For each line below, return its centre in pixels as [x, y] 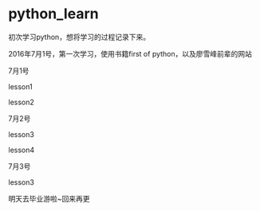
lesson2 [21, 102]
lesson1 [21, 86]
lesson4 [22, 150]
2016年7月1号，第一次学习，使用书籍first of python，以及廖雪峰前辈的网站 [130, 53]
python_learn [53, 14]
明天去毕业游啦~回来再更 [49, 198]
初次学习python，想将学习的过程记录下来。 [79, 37]
